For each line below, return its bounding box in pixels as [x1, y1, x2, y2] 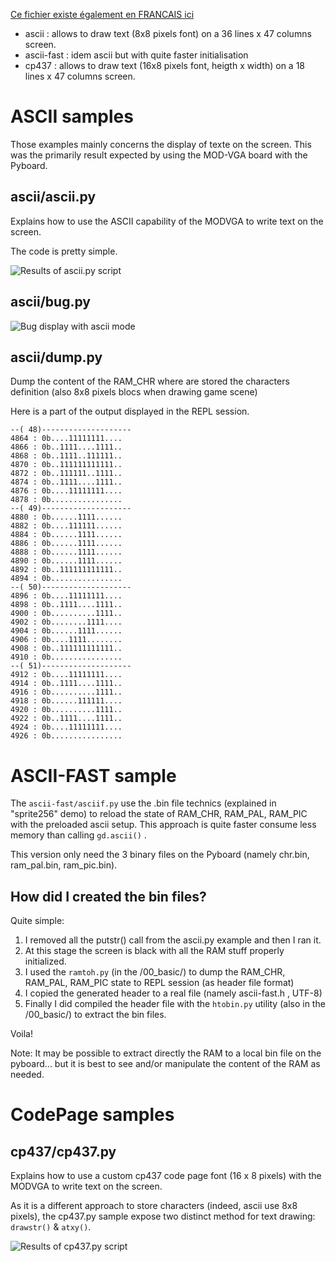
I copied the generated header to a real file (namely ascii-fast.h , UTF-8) [24, 987, 323, 999]
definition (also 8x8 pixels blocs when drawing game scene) [10, 386, 258, 398]
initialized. [24, 955, 67, 968]
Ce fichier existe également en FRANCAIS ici [10, 9, 195, 20]
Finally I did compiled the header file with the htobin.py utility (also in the [24, 998, 326, 1010]
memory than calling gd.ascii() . [10, 829, 147, 841]
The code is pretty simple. [10, 245, 118, 257]
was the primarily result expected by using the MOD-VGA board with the [10, 149, 308, 161]
